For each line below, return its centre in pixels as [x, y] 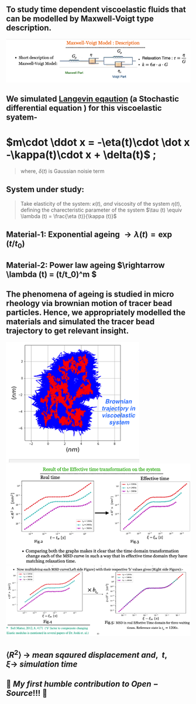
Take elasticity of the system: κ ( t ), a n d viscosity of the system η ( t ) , [101, 203]
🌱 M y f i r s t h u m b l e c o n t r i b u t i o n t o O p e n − [82, 684]
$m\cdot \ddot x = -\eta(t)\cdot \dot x [98, 142]
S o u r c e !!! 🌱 [27, 693]
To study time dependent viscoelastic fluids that [96, 10]
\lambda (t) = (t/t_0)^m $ [51, 274]
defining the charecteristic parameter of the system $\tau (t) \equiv [101, 210]
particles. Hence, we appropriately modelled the [96, 313]
